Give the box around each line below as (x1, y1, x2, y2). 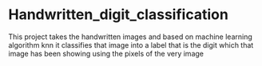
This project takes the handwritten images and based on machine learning (8, 32, 253, 41)
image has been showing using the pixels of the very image (8, 49, 204, 58)
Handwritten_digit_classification (8, 6, 229, 24)
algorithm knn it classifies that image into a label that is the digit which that (8, 40, 254, 49)
